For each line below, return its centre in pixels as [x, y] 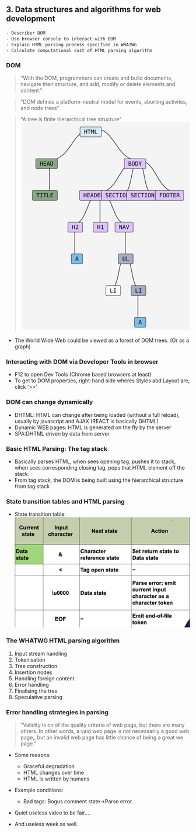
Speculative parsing [38, 697]
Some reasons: [33, 755]
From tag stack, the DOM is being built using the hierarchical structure [99, 480]
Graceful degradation [49, 766]
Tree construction [36, 666]
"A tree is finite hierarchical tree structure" [71, 119]
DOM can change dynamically [50, 402]
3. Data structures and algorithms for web [84, 10]
